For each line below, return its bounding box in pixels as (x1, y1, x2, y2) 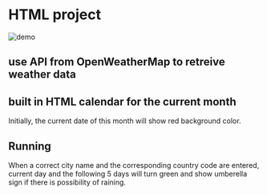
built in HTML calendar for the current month (8, 94, 237, 109)
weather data (8, 68, 76, 82)
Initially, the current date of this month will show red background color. (8, 116, 241, 125)
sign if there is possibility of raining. (8, 177, 127, 187)
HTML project (8, 6, 102, 24)
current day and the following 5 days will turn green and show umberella (8, 169, 248, 178)
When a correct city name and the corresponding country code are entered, (8, 160, 260, 169)
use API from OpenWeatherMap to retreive (8, 55, 226, 69)
